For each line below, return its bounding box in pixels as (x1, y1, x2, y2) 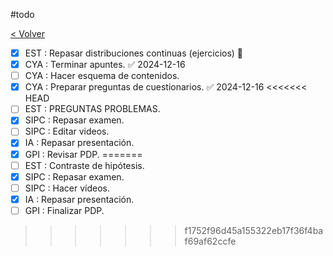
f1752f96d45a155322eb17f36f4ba (184, 224, 324, 236)
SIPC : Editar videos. (24, 125, 110, 138)
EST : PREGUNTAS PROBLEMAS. (24, 103, 161, 115)
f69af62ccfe (184, 235, 237, 247)
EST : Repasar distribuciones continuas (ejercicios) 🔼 (24, 47, 244, 59)
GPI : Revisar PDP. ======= (24, 148, 143, 160)
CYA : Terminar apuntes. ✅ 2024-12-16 (24, 59, 186, 71)
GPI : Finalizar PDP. (24, 204, 105, 216)
